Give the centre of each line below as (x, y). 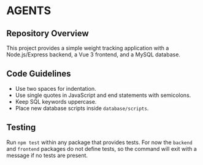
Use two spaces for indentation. (56, 88)
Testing (21, 127)
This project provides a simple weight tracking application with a (88, 48)
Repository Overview (48, 33)
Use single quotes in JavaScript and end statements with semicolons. (103, 95)
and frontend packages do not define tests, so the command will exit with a (102, 148)
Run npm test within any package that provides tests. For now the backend (99, 142)
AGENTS (29, 11)
